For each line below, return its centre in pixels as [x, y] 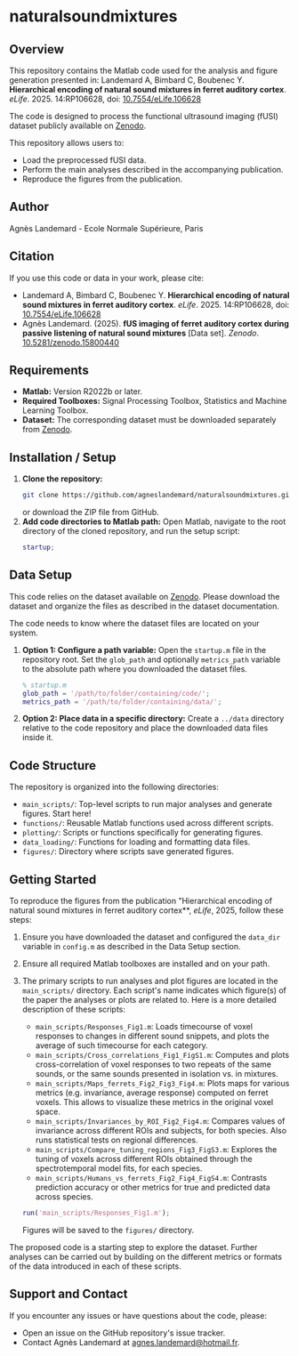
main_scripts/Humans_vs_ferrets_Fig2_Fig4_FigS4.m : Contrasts [151, 1178]
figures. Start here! [56, 814]
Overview [37, 49]
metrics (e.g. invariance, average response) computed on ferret [152, 1093]
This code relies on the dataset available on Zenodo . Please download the [145, 596]
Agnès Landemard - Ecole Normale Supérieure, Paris [106, 228]
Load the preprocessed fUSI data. [84, 160]
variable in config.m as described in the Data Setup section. [132, 947]
